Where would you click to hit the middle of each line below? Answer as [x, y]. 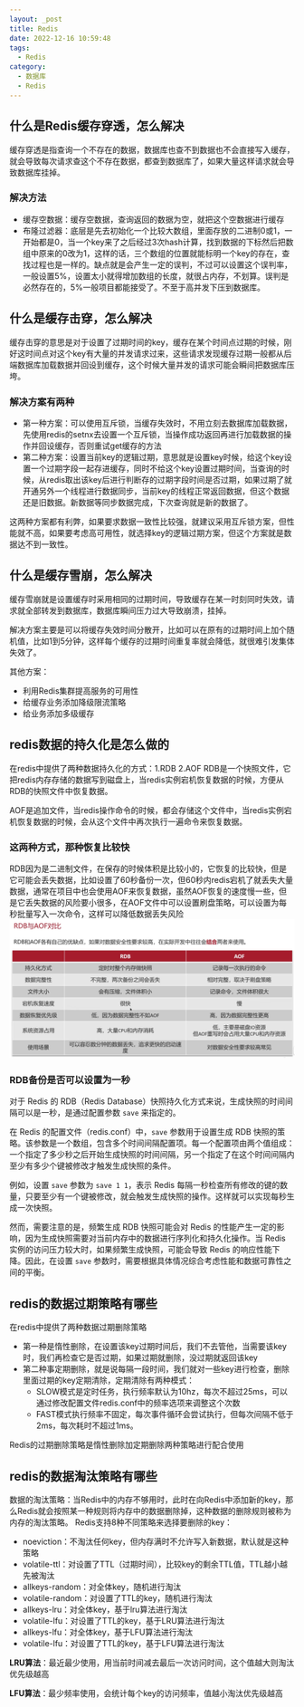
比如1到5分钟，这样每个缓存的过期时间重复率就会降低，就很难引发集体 [164, 641]
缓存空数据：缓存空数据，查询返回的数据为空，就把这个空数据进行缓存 [153, 219]
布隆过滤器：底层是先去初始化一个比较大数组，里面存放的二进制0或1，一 [157, 230]
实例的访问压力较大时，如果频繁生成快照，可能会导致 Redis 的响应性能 [141, 1250]
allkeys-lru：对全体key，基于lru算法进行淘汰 [105, 1609]
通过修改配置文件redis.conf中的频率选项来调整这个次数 [138, 1403]
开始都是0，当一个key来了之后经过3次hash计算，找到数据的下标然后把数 [158, 242]
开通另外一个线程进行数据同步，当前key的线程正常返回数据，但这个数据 [156, 491]
